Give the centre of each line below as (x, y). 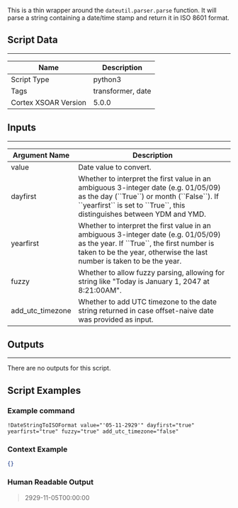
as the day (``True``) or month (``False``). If (149, 196)
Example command (41, 410)
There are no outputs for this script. (59, 368)
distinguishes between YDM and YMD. (142, 214)
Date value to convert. (115, 167)
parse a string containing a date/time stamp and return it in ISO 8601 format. (119, 18)
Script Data (33, 40)
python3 (107, 79)
